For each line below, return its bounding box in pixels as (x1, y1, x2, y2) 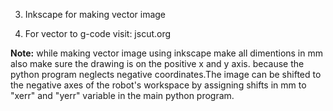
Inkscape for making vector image (24, 9, 167, 20)
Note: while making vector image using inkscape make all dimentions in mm (10, 47, 323, 59)
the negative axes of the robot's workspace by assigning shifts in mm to (10, 79, 307, 91)
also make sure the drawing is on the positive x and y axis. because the (10, 58, 305, 69)
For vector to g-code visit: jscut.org (24, 28, 172, 39)
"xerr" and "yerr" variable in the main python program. (10, 90, 235, 101)
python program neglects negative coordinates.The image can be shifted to (10, 69, 322, 80)
